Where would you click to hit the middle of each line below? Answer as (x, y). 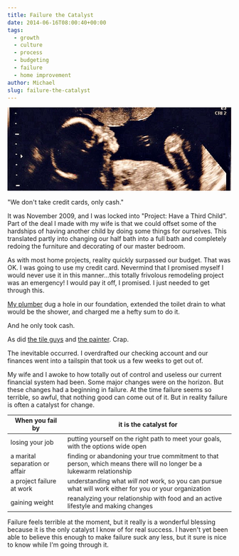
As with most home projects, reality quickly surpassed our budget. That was (119, 259)
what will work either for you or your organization (139, 489)
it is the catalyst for (148, 424)
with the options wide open (107, 446)
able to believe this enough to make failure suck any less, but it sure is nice (117, 537)
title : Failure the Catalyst (51, 15)
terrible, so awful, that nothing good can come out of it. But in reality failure (117, 397)
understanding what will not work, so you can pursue (145, 481)
